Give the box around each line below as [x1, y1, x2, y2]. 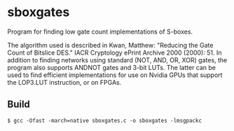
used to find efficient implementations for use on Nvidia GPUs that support [7, 71, 223, 79]
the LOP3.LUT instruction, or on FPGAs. [7, 78, 122, 86]
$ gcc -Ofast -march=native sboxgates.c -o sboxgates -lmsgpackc [7, 117, 202, 124]
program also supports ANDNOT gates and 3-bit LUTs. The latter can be [7, 63, 216, 71]
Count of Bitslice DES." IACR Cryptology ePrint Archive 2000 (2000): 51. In [7, 48, 222, 57]
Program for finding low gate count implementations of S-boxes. [7, 27, 193, 36]
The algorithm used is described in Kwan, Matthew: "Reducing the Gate [7, 41, 214, 49]
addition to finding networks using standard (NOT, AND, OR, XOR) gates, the [7, 55, 228, 64]
